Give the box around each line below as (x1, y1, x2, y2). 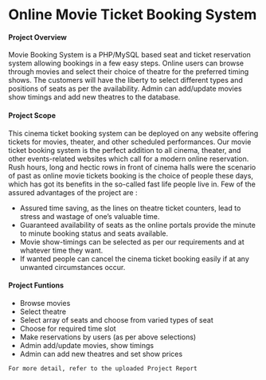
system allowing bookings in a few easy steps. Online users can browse (8, 58, 244, 69)
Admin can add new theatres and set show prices (19, 349, 183, 358)
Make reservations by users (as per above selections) (19, 332, 197, 342)
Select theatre (19, 307, 66, 316)
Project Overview (8, 32, 68, 41)
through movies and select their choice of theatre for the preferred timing (8, 67, 249, 76)
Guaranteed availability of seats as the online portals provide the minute (19, 220, 256, 229)
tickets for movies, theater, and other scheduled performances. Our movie (8, 137, 252, 147)
